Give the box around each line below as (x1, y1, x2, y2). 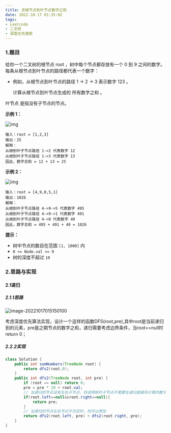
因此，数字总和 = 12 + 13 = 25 (5, 159, 66, 165)
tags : (5, 17, 17, 22)
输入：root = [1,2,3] (5, 132, 49, 138)
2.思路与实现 (5, 268, 37, 276)
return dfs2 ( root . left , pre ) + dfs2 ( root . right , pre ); (23, 414, 142, 419)
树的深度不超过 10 (12, 254, 50, 260)
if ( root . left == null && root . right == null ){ (23, 394, 110, 400)
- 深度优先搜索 (5, 31, 33, 36)
